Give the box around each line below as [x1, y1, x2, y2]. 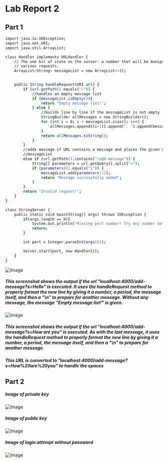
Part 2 [5, 377, 24, 385]
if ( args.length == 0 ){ [23, 216, 70, 221]
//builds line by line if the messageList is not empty [40, 110, 160, 115]
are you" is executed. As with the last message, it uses [43, 329, 160, 335]
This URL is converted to [5, 357, 57, 363]
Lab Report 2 [5, 3, 59, 14]
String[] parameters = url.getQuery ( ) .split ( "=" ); [31, 161, 140, 166]
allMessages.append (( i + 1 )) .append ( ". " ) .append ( [49, 123, 153, 129]
